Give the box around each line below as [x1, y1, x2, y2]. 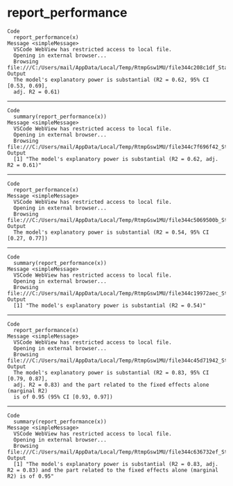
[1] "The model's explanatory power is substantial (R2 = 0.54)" [13, 302, 207, 309]
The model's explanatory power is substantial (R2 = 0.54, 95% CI [13, 229, 209, 236]
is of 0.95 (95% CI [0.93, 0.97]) [13, 393, 113, 400]
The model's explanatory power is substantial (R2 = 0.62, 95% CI [13, 76, 209, 83]
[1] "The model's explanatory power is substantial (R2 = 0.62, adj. [13, 155, 218, 162]
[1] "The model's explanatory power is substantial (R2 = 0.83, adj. [13, 460, 218, 467]
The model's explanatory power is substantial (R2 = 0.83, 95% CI [13, 369, 209, 376]
